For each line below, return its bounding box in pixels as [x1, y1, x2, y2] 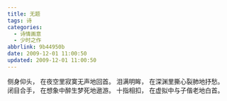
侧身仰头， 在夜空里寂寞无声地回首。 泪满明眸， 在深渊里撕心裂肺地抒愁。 [7, 77, 224, 85]
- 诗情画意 [13, 30, 42, 38]
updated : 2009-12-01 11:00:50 [7, 57, 97, 64]
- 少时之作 [13, 37, 42, 44]
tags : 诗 [7, 17, 32, 24]
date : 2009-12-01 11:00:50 [7, 51, 87, 58]
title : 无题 [7, 10, 40, 18]
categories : [7, 23, 43, 31]
